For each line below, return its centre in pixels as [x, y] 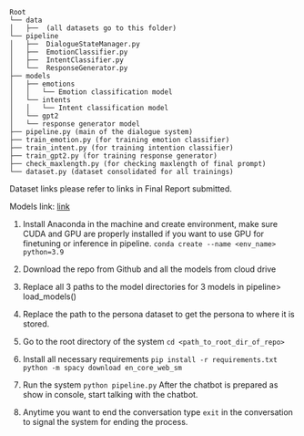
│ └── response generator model [75, 124]
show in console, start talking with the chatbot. [110, 394]
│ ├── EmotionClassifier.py [69, 52]
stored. [36, 324]
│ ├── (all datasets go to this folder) [93, 28]
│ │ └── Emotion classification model [91, 92]
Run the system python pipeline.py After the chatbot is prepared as [150, 385]
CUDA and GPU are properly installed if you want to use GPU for [143, 234]
